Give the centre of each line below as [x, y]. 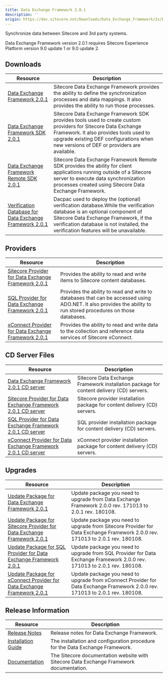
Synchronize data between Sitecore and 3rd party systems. [66, 34]
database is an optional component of [98, 212]
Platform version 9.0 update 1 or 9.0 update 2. [52, 49]
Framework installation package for [119, 384]
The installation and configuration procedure [102, 641]
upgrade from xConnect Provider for [114, 580]
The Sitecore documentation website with [99, 655]
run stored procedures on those [97, 310]
